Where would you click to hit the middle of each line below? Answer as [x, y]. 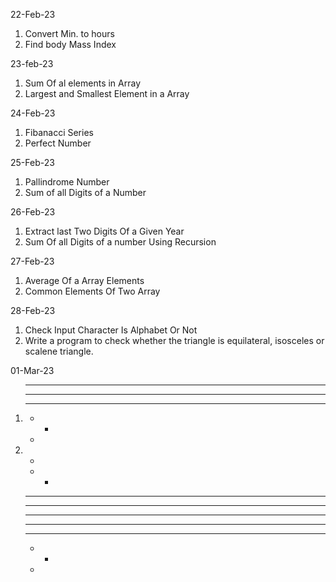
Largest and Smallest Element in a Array [107, 93]
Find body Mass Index [70, 44]
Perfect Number [58, 143]
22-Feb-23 [33, 14]
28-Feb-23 [33, 310]
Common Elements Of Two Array [92, 291]
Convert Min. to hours [69, 33]
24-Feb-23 [33, 113]
